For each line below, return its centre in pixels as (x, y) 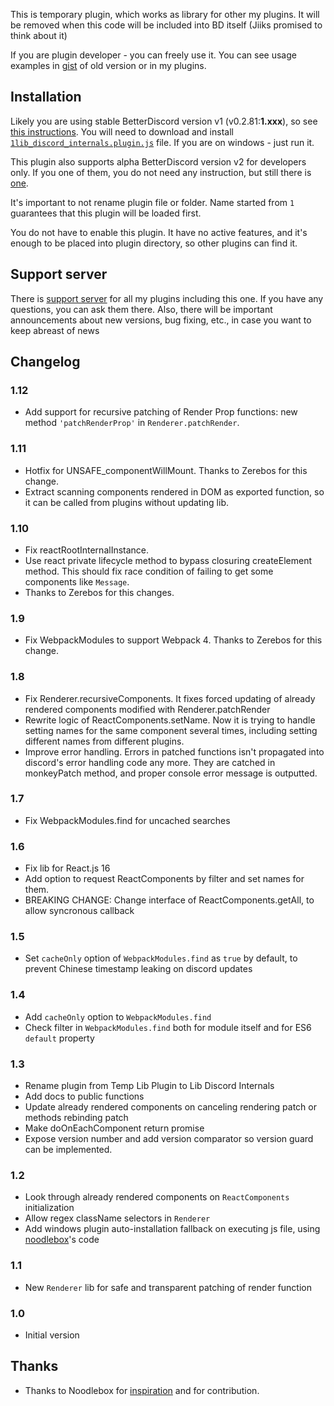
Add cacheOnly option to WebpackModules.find (118, 1016)
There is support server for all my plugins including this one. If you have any (167, 298)
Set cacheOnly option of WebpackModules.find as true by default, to (161, 958)
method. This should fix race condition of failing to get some (149, 571)
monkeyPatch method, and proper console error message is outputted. (171, 773)
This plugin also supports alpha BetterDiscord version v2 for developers (158, 161)
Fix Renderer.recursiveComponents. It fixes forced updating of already (170, 698)
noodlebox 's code (62, 1240)
